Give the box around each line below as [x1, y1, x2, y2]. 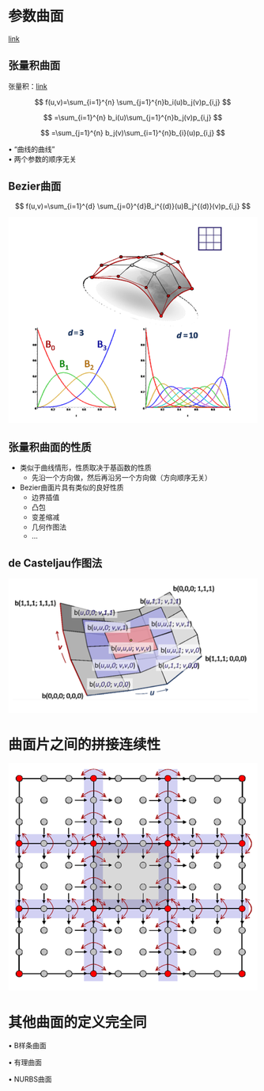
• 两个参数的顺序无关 [8, 154, 77, 163]
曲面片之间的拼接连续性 [8, 736, 161, 753]
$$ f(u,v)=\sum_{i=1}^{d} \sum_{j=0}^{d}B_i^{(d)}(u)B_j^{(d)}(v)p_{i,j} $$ [14, 201, 251, 211]
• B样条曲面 [8, 1041, 47, 1051]
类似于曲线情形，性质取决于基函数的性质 [19, 463, 152, 472]
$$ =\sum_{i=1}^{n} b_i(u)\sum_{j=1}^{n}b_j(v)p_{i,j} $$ [43, 113, 223, 122]
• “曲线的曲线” [8, 144, 55, 154]
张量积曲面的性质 [8, 441, 92, 454]
